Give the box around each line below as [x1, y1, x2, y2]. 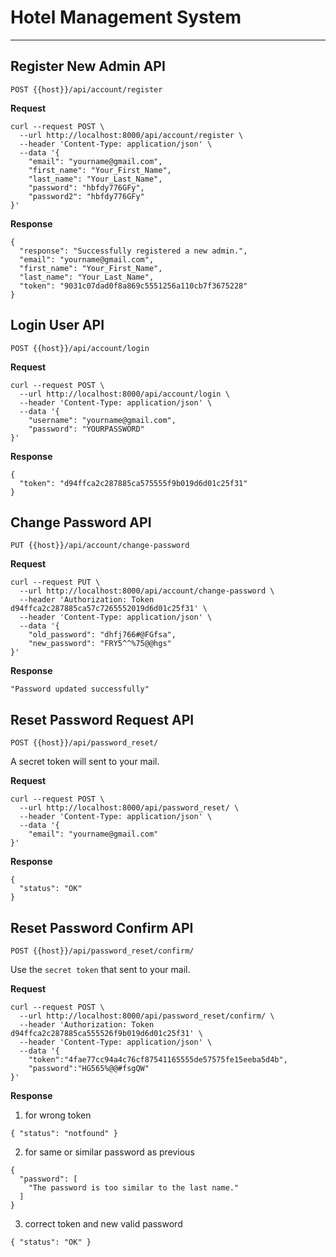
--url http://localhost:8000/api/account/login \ [19, 389, 230, 399]
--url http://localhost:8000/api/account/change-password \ [19, 586, 275, 596]
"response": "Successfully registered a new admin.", [19, 246, 248, 256]
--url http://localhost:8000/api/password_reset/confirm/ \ [19, 1011, 275, 1021]
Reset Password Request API [10, 711, 195, 728]
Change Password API [10, 514, 152, 531]
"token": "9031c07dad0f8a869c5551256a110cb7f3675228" [19, 281, 248, 291]
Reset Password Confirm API [10, 919, 194, 936]
